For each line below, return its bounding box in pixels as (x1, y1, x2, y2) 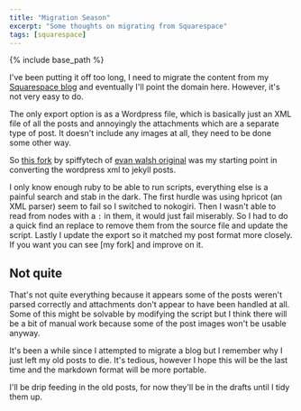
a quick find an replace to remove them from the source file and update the (9, 220, 288, 231)
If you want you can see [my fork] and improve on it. (9, 240, 204, 251)
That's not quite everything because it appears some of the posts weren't (9, 289, 283, 300)
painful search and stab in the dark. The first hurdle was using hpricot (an (9, 191, 283, 203)
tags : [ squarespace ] (9, 30, 87, 39)
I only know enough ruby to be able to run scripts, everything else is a (9, 182, 269, 193)
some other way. (9, 137, 72, 149)
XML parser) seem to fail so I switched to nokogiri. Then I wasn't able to (9, 201, 277, 212)
